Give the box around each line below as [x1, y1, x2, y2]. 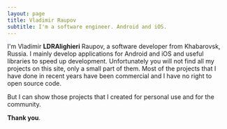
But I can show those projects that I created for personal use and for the [7, 93, 214, 101]
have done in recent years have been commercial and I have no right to [7, 72, 212, 80]
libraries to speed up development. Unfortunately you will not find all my [7, 57, 214, 66]
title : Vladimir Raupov [7, 17, 77, 24]
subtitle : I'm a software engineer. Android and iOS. [7, 23, 168, 30]
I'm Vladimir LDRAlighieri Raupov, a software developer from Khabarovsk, [7, 43, 221, 51]
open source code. [7, 79, 61, 88]
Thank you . [7, 114, 41, 122]
